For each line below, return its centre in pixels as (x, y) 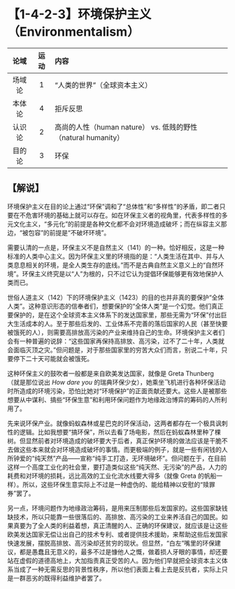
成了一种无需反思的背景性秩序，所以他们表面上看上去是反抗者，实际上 (120, 569)
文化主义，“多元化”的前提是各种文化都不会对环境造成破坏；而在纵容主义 (117, 224)
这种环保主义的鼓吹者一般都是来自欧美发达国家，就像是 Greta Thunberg (111, 373)
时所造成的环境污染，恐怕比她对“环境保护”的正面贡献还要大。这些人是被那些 (117, 391)
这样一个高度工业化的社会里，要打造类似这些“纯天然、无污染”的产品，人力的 (117, 467)
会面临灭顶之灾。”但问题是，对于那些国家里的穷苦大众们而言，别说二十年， (114, 350)
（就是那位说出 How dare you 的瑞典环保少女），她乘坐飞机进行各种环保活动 (116, 382)
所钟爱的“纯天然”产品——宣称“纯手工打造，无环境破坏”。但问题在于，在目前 (117, 458)
